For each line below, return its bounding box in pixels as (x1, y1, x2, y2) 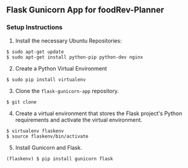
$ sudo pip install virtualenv (6, 76, 86, 83)
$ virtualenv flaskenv (6, 128, 64, 134)
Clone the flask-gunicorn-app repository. (15, 87, 119, 94)
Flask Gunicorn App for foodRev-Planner (6, 5, 164, 15)
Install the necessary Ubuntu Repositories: (15, 37, 122, 44)
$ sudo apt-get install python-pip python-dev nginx (6, 54, 143, 60)
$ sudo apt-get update (6, 49, 64, 55)
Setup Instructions (6, 23, 63, 32)
